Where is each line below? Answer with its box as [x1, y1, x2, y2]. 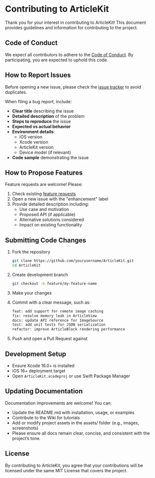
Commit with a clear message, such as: [12, 299, 91, 305]
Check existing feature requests [12, 191, 76, 197]
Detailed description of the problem [12, 113, 85, 119]
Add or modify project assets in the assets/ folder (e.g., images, [12, 420, 139, 425]
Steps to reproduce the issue [12, 118, 71, 124]
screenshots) [12, 425, 39, 431]
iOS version [19, 134, 43, 140]
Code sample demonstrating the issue [12, 154, 89, 160]
